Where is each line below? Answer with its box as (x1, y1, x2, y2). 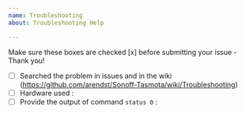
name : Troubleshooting (8, 11, 83, 20)
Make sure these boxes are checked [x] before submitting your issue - (8, 47, 237, 57)
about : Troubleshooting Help (8, 19, 104, 27)
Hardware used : (19, 88, 74, 97)
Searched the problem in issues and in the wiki (19, 71, 172, 80)
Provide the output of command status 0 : (19, 97, 158, 106)
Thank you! (8, 56, 45, 65)
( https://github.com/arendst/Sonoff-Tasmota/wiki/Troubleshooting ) (19, 79, 239, 89)
